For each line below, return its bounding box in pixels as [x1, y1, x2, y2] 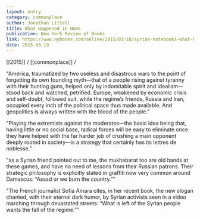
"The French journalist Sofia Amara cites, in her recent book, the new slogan [6, 187, 193, 194]
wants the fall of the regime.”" [6, 206, 79, 213]
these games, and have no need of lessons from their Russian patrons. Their [6, 162, 193, 170]
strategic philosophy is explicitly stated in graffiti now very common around [6, 169, 190, 176]
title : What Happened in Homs [6, 25, 82, 32]
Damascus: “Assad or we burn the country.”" [6, 175, 116, 183]
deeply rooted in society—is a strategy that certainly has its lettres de [6, 138, 177, 146]
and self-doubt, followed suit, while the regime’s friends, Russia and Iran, [6, 95, 185, 102]
